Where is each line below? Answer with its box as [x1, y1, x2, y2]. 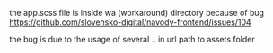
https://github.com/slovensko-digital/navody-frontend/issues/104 [9, 17, 251, 27]
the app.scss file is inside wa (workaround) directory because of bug [9, 8, 265, 18]
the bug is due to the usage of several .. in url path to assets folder [9, 34, 255, 44]
